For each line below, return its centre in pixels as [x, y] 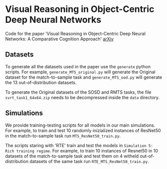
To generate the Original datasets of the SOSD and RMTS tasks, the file [78, 92]
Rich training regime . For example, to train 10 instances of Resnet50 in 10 [82, 151]
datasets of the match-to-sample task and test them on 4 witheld [72, 156]
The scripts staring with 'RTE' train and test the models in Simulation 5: [79, 145]
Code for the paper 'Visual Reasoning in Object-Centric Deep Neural [76, 33]
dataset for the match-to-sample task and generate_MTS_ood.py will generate [84, 77]
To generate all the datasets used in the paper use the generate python [78, 66]
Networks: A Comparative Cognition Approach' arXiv [59, 39]
